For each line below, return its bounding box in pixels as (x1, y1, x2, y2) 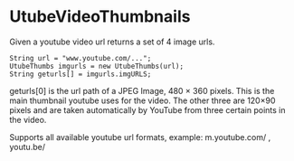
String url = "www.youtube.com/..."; (9, 53, 152, 62)
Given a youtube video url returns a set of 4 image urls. (9, 36, 215, 47)
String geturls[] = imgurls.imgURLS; (9, 70, 152, 79)
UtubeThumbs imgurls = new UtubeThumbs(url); (9, 62, 184, 71)
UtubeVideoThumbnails (9, 6, 191, 27)
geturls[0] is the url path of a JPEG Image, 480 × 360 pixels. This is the (9, 85, 275, 96)
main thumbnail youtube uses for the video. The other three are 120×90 (9, 95, 276, 106)
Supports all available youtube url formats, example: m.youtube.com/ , (9, 131, 271, 142)
